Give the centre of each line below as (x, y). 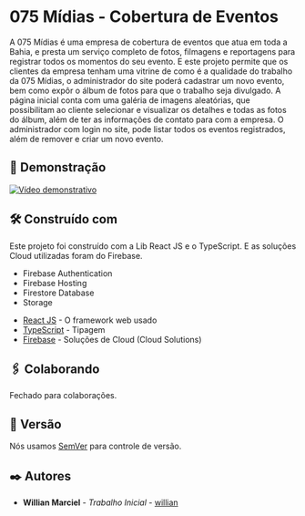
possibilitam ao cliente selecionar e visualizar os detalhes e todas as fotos (148, 109)
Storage (37, 302)
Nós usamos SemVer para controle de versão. (96, 446)
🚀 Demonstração (58, 167)
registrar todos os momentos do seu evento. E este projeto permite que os (149, 61)
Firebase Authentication (67, 273)
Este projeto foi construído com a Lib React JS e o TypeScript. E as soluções (153, 246)
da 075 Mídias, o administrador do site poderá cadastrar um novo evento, (147, 80)
